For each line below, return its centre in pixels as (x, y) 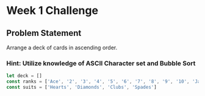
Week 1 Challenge (52, 11)
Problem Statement (44, 33)
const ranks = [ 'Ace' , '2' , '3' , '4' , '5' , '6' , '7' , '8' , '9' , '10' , (98, 82)
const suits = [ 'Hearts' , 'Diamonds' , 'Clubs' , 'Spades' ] (81, 87)
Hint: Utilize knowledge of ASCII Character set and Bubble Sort (101, 63)
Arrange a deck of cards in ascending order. (62, 47)
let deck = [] (24, 76)
